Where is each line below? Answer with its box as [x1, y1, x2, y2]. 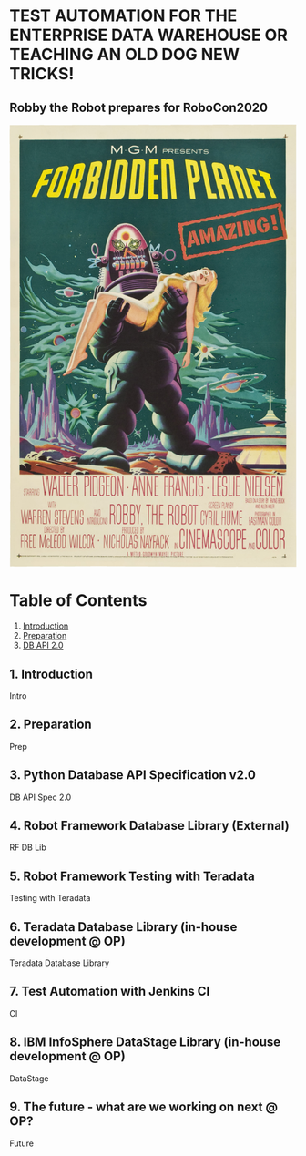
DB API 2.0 [22, 639, 64, 651]
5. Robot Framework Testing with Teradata [9, 868, 255, 884]
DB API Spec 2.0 [9, 792, 72, 803]
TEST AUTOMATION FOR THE [9, 5, 238, 26]
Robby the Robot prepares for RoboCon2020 [9, 99, 269, 115]
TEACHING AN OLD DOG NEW [9, 45, 240, 65]
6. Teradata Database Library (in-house [9, 919, 238, 935]
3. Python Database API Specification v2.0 [9, 767, 257, 783]
